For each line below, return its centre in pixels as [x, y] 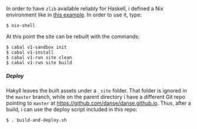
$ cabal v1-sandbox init [36, 47]
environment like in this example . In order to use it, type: [74, 15]
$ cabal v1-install [30, 52]
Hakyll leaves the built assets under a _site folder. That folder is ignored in [96, 90]
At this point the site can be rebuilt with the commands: [73, 37]
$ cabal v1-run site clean [39, 58]
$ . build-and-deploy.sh [36, 120]
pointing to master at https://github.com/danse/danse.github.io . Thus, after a [98, 103]
